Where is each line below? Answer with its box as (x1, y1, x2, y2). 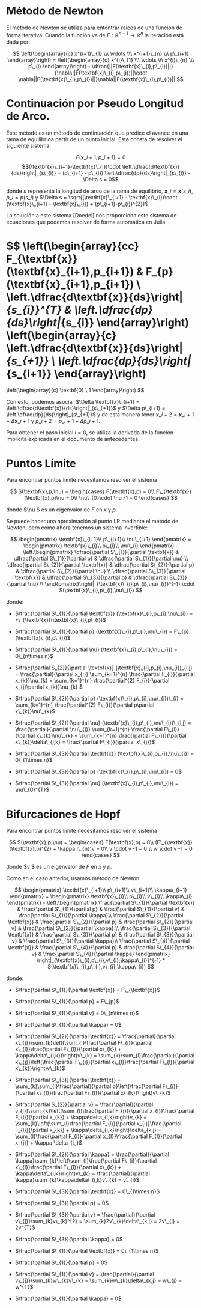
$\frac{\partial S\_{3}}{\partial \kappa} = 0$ (14, 1236, 123, 1243)
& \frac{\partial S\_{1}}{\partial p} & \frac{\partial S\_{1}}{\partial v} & (17, 905, 185, 913)
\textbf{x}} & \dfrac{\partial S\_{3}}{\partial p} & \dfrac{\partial (14, 574, 168, 581)
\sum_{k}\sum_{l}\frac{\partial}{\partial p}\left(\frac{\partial (14, 1083, 161, 1090)
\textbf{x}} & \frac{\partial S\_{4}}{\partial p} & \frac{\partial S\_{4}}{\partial (8, 944, 194, 951)
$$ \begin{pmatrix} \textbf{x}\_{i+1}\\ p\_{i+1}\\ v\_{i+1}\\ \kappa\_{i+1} (14, 886, 188, 893)
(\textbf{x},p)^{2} (8, 845, 52, 853)
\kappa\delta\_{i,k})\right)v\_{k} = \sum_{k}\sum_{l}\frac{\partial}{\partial (14, 1052, 195, 1059)
